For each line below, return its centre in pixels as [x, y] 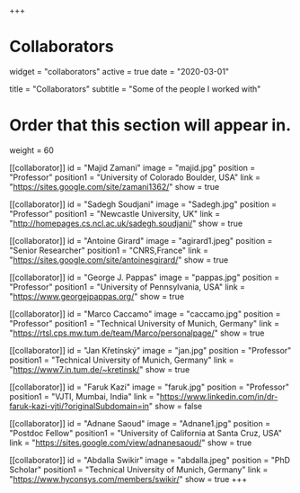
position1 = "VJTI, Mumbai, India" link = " [85, 396]
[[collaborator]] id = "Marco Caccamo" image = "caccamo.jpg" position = [145, 314]
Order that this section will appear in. [150, 125]
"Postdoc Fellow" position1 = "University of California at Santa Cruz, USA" [146, 433]
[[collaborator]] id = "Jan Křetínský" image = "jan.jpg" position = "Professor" [150, 350]
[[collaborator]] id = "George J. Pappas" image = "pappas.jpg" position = [145, 277]
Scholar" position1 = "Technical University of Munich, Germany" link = [139, 470]
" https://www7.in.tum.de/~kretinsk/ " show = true [100, 369]
